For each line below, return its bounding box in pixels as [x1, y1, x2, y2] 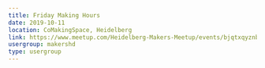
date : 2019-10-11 [8, 19, 65, 27]
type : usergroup [8, 48, 62, 55]
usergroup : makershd [8, 41, 77, 48]
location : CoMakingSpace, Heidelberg [8, 26, 132, 34]
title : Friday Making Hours [8, 11, 101, 20]
